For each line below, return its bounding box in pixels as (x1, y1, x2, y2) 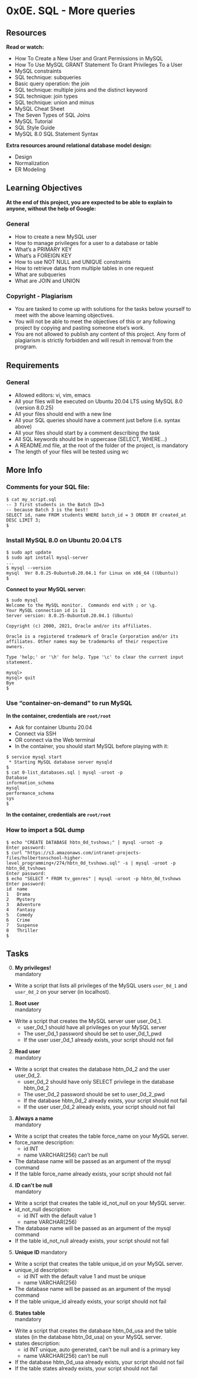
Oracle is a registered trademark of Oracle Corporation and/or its (6, 633, 179, 640)
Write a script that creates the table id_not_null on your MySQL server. (14, 1200, 186, 1207)
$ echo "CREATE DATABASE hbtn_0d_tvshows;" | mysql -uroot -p (6, 839, 163, 845)
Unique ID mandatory (14, 1249, 67, 1256)
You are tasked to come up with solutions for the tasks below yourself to (14, 305, 191, 313)
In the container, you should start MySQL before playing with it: (14, 743, 169, 750)
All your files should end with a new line (14, 410, 112, 418)
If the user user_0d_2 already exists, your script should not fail (23, 1103, 176, 1110)
